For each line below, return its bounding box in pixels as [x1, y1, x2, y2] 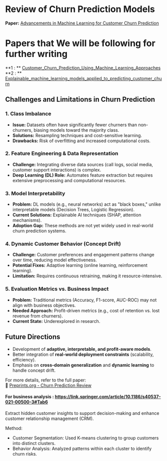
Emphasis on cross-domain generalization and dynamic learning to [12, 362, 154, 368]
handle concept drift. [12, 367, 56, 373]
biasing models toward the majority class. [33, 127, 119, 133]
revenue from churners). [12, 313, 63, 319]
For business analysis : [5, 394, 54, 400]
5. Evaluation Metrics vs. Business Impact [5, 285, 109, 292]
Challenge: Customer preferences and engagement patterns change [12, 252, 154, 258]
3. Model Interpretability [5, 190, 65, 197]
